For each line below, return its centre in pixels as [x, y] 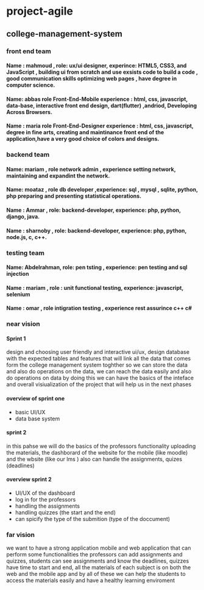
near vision [23, 324]
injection [18, 274]
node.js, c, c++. [27, 237]
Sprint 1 [16, 338]
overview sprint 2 [29, 480]
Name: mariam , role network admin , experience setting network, [91, 169]
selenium [18, 294]
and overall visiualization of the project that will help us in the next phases [99, 384]
